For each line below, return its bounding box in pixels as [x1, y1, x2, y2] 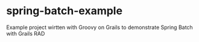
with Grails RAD [6, 30, 45, 37]
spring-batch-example [6, 4, 122, 18]
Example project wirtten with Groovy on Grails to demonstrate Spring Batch [6, 24, 193, 31]
